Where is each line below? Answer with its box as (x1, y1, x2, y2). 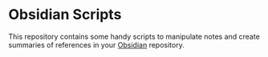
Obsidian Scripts (8, 6, 122, 24)
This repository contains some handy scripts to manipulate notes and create (8, 32, 261, 41)
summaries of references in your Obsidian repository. (8, 40, 185, 49)
